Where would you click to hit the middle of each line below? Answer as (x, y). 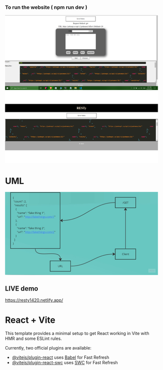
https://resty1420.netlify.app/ (34, 300)
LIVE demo (22, 288)
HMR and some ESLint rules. (33, 339)
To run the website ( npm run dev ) (46, 7)
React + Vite (30, 320)
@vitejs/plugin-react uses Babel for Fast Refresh (61, 357)
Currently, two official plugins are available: (48, 348)
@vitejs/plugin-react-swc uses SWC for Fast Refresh (65, 363)
